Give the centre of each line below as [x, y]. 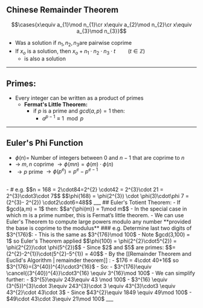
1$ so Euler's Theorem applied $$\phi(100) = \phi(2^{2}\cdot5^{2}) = [92, 241]
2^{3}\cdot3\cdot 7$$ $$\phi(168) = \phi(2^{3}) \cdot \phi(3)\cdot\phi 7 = [98, 196]
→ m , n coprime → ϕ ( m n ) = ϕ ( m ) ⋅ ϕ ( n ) [64, 164]
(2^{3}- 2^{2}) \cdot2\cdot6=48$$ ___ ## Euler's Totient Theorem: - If [93, 203]
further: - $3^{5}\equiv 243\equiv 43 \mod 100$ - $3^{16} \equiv [87, 280]
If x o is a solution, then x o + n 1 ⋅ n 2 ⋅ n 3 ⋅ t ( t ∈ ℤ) [80, 52]
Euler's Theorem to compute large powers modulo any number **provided [99, 222]
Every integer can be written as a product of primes [79, 98]
